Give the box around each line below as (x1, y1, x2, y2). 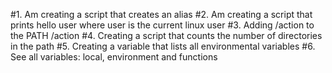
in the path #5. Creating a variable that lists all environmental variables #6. (10, 40, 316, 52)
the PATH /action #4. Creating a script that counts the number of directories (10, 30, 323, 41)
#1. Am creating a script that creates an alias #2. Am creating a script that (10, 9, 313, 20)
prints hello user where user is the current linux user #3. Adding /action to (10, 19, 315, 31)
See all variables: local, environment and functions (10, 51, 218, 63)
